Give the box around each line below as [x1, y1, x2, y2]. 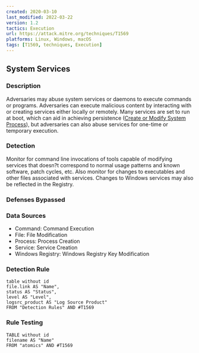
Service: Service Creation [14, 244, 78, 251]
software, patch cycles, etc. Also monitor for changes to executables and [6, 168, 185, 175]
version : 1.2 [6, 20, 39, 26]
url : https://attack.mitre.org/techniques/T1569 [6, 31, 129, 37]
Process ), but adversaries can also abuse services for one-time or [6, 120, 168, 128]
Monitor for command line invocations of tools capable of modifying [6, 155, 172, 163]
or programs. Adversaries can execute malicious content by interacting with [6, 102, 192, 109]
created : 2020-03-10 [6, 8, 58, 15]
